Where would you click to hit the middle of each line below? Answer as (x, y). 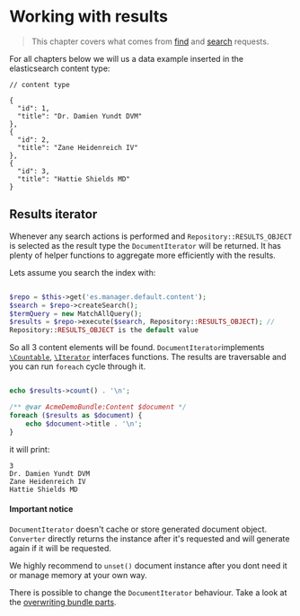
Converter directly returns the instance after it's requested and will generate (150, 538)
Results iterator (53, 214)
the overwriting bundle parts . (63, 602)
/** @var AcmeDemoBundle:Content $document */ (98, 407)
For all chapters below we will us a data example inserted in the (127, 58)
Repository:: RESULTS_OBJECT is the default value (104, 330)
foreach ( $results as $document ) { (76, 415)
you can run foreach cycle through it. (78, 366)
